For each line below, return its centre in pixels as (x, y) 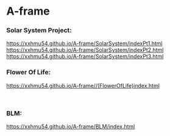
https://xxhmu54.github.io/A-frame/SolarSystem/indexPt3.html (85, 57)
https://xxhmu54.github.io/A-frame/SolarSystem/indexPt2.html (85, 50)
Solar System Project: (39, 30)
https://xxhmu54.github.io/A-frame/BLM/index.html (71, 127)
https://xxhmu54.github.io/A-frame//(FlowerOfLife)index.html (83, 85)
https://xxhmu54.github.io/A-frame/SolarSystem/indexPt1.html (84, 43)
